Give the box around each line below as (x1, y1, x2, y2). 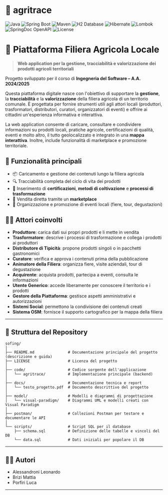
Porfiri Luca (12, 479, 37, 485)
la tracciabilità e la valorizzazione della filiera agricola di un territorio (5, 95, 148, 101)
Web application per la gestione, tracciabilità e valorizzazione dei (17, 60, 156, 66)
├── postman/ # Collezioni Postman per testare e (5, 411, 144, 416)
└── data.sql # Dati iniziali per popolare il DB (14, 437, 144, 442)
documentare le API (5, 415, 46, 420)
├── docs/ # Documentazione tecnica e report (5, 380, 142, 385)
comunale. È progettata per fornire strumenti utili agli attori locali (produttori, (5, 101, 162, 107)
